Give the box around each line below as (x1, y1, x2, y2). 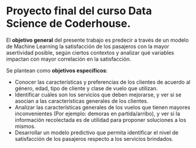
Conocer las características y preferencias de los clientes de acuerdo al (14, 78, 191, 86)
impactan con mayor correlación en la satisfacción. (6, 55, 132, 62)
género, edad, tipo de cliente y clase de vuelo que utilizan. (14, 84, 158, 92)
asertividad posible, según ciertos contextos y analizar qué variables (6, 49, 174, 56)
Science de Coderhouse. (6, 17, 131, 30)
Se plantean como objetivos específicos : (6, 67, 108, 74)
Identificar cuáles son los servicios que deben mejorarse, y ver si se (14, 91, 182, 98)
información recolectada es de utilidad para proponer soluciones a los (14, 116, 186, 123)
